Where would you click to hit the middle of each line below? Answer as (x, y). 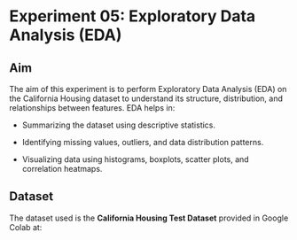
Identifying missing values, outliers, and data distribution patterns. (143, 142)
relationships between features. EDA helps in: (92, 108)
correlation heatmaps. (62, 169)
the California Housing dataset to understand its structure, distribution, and (146, 98)
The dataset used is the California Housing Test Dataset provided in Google (149, 218)
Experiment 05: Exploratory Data (133, 16)
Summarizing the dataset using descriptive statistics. (118, 125)
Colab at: (26, 227)
